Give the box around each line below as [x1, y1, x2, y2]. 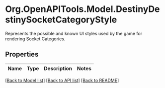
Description [44, 65, 72, 72]
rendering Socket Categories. [5, 36, 66, 42]
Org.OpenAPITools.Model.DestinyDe [5, 3, 160, 15]
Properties [5, 50, 39, 59]
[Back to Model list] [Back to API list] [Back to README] [5, 77, 119, 83]
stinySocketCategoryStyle [5, 14, 117, 25]
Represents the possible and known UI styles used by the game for [5, 30, 143, 36]
